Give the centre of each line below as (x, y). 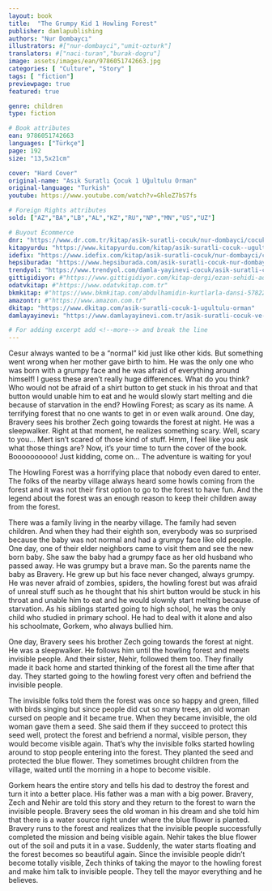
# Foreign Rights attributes (57, 211)
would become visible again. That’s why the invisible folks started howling (132, 744)
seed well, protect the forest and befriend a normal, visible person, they (128, 735)
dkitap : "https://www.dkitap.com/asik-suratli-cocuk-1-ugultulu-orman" (132, 308)
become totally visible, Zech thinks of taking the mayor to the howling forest (135, 863)
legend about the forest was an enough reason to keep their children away (133, 498)
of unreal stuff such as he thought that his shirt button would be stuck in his (134, 592)
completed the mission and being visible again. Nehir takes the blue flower (133, 837)
